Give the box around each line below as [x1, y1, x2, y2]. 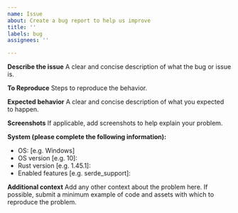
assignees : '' [7, 37, 50, 44]
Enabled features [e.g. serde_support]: [17, 169, 131, 177]
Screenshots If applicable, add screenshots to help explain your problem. [7, 119, 223, 128]
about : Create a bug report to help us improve [7, 17, 151, 24]
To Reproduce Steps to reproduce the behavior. [7, 84, 148, 92]
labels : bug [7, 30, 43, 38]
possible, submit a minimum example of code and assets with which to [7, 190, 215, 199]
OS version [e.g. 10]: [17, 154, 78, 163]
